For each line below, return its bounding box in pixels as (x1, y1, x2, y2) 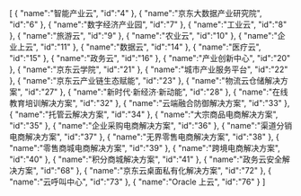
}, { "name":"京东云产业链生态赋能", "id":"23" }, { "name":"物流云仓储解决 (9, 76, 281, 85)
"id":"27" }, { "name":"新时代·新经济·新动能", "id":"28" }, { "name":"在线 (24, 86, 289, 97)
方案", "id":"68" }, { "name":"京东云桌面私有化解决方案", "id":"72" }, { (16, 165, 272, 175)
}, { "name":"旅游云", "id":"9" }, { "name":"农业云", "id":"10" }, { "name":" (9, 31, 279, 40)
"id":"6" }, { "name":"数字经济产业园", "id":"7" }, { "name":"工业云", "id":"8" (9, 19, 288, 30)
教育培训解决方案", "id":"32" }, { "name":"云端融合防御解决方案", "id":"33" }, (9, 98, 290, 108)
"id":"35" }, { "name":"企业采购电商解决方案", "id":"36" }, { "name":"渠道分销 (9, 120, 293, 130)
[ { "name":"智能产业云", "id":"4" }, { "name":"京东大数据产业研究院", (9, 8, 262, 18)
